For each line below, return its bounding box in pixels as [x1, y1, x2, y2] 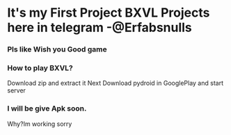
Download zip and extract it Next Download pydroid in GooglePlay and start [7, 79, 224, 88]
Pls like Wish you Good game [7, 45, 107, 54]
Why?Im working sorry [7, 120, 72, 128]
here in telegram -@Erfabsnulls [7, 19, 193, 35]
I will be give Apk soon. [7, 104, 87, 113]
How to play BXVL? [7, 63, 73, 73]
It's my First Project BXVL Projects [7, 5, 210, 21]
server [7, 86, 26, 95]
